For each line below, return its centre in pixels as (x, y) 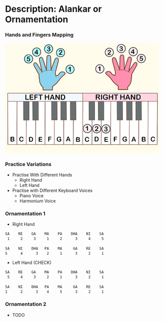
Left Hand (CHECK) (32, 263)
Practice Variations (28, 164)
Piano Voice (32, 196)
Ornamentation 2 (26, 304)
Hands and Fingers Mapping (39, 35)
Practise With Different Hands (42, 175)
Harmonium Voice (38, 201)
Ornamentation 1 (25, 214)
